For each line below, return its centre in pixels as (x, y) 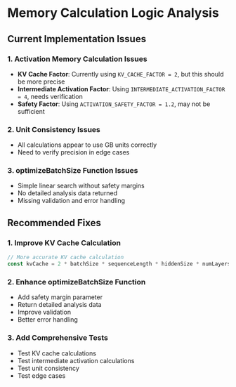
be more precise (41, 81)
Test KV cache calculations (57, 353)
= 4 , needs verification (50, 96)
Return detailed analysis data (59, 305)
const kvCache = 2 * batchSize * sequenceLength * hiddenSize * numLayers (119, 264)
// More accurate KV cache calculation (66, 258)
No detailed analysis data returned (67, 193)
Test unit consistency (48, 368)
